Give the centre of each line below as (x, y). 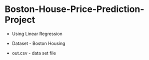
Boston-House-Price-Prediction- (74, 9)
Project (20, 20)
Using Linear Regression (37, 33)
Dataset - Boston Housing (38, 43)
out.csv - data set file (34, 53)
